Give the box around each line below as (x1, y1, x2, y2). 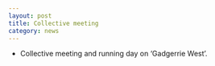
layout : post (8, 11, 52, 20)
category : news (8, 27, 60, 35)
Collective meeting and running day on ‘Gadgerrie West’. (19, 49, 208, 59)
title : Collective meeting (8, 19, 99, 27)
